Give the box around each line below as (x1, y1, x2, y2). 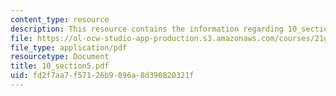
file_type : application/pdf (10, 42, 128, 53)
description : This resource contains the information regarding (10, 24, 284, 34)
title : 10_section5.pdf (10, 61, 110, 71)
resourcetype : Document (10, 52, 110, 62)
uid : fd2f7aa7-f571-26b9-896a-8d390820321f (10, 71, 195, 81)
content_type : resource (10, 14, 110, 25)
